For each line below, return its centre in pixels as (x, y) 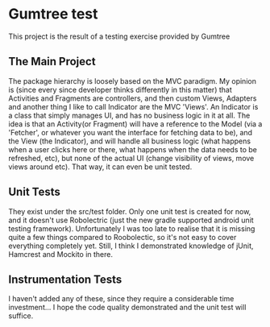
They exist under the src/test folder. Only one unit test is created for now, (130, 211)
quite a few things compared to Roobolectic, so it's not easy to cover (123, 237)
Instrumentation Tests (65, 279)
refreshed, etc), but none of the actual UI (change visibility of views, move (131, 158)
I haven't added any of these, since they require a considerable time (121, 299)
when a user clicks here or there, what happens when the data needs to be (133, 149)
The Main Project (52, 62)
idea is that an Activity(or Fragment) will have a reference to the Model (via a (135, 124)
